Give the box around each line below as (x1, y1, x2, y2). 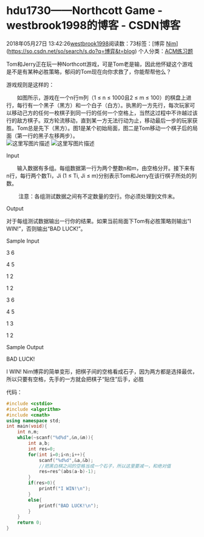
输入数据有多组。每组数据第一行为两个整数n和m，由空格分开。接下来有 (16, 164, 195, 171)
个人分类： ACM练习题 (138, 47, 193, 55)
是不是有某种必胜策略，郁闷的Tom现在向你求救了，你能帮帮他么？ (6, 68, 172, 75)
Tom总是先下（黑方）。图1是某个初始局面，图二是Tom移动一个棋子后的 (16, 124, 192, 132)
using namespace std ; (6, 418, 61, 424)
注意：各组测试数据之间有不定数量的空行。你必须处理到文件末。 (18, 193, 178, 200)
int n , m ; (17, 429, 39, 435)
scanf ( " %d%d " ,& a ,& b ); (38, 457, 94, 463)
